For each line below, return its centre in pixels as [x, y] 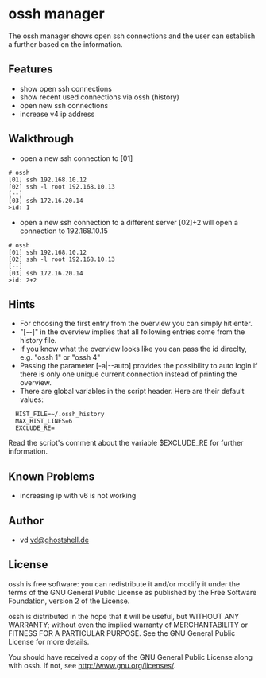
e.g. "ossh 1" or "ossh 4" [60, 357]
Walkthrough [41, 139]
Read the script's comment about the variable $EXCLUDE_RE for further [126, 443]
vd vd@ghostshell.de [54, 540]
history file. [38, 341]
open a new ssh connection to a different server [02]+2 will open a [129, 222]
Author [26, 521]
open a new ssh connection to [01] [76, 158]
